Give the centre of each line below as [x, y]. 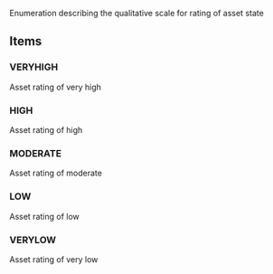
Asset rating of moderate [56, 173]
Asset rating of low [44, 216]
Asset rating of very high [56, 87]
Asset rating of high [46, 129]
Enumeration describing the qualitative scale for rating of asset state [136, 13]
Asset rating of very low [54, 259]
